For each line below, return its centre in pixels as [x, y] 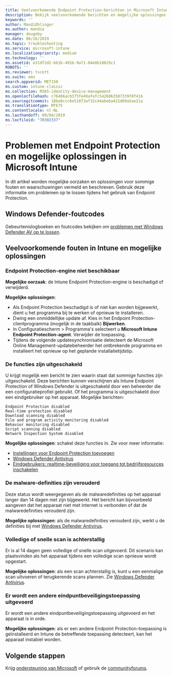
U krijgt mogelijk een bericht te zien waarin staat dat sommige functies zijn [84, 375]
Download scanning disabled [35, 416]
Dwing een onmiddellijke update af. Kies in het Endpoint [71, 318]
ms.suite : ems [20, 77]
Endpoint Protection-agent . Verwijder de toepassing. [69, 335]
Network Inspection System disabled [44, 434]
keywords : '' [19, 20]
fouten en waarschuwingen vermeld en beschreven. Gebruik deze [75, 187]
